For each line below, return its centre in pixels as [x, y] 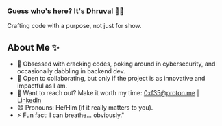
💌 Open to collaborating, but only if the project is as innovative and [111, 79]
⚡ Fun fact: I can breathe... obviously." [71, 115]
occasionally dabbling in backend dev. [71, 71]
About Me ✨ [33, 47]
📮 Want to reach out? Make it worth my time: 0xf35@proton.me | [108, 93]
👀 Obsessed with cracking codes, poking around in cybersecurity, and [116, 64]
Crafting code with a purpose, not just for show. [74, 26]
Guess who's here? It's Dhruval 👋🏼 [66, 11]
